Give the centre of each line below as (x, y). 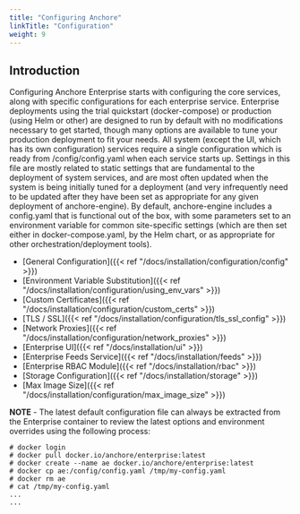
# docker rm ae (38, 479)
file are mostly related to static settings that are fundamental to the (132, 168)
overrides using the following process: (80, 432)
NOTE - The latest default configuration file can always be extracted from (145, 412)
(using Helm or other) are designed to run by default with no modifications (146, 121)
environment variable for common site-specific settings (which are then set (148, 226)
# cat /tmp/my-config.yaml (60, 487)
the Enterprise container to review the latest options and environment (137, 422)
